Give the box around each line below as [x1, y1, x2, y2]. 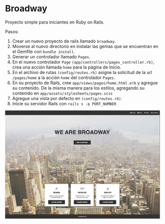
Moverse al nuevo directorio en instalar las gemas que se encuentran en [12, 43, 159, 49]
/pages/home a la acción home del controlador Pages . [12, 75, 115, 80]
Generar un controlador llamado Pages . [12, 53, 91, 59]
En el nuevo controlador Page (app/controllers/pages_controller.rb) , [12, 59, 155, 65]
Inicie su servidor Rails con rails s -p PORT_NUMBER [12, 100, 116, 106]
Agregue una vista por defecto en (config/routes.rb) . [12, 95, 123, 101]
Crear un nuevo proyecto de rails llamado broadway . [12, 38, 116, 44]
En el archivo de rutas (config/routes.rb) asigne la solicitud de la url [12, 69, 152, 75]
